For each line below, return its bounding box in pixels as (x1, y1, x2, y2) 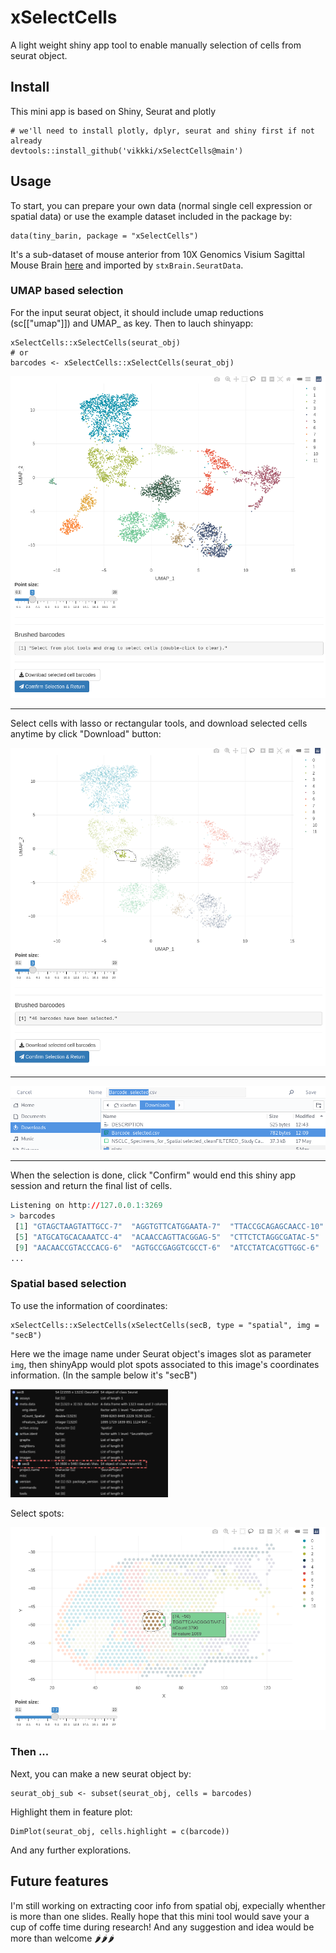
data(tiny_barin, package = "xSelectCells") (10, 231, 199, 241)
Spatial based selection (10, 1277, 127, 1291)
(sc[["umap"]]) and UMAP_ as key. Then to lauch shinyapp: (10, 317, 254, 329)
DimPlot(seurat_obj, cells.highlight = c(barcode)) (10, 1826, 230, 1836)
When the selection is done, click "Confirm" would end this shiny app (10, 1169, 296, 1181)
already (10, 136, 43, 146)
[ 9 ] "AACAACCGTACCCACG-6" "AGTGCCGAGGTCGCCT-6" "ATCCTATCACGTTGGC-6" (14, 1242, 320, 1253)
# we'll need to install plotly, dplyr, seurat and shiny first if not (10, 126, 315, 136)
